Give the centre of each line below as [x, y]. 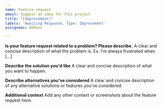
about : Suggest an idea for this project [48, 14]
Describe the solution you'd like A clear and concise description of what [79, 66]
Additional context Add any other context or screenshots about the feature [81, 95]
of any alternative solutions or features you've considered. [64, 86]
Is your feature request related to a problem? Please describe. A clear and [81, 46]
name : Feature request [28, 10]
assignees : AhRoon [24, 28]
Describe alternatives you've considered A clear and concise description [80, 81]
